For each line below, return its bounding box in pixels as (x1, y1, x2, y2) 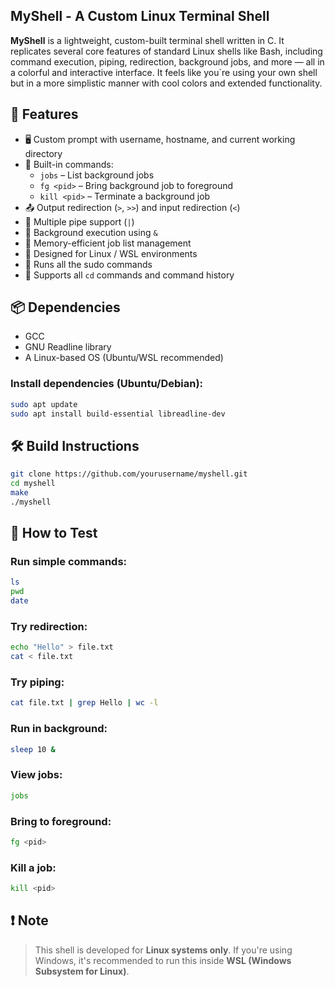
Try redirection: (10, 620, 88, 634)
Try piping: (10, 675, 65, 689)
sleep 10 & (10, 744, 56, 754)
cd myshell (10, 479, 56, 489)
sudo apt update (10, 399, 78, 409)
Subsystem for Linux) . (34, 965, 130, 977)
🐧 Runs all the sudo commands (24, 258, 153, 270)
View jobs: (10, 768, 63, 782)
